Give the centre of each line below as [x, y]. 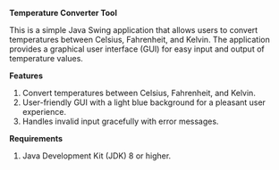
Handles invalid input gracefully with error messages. [120, 121]
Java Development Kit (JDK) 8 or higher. [97, 156]
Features [26, 76]
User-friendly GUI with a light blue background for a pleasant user [144, 102]
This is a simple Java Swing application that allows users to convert [134, 30]
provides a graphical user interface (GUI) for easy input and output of [137, 49]
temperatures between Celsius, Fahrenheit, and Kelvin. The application [139, 40]
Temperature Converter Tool [63, 13]
